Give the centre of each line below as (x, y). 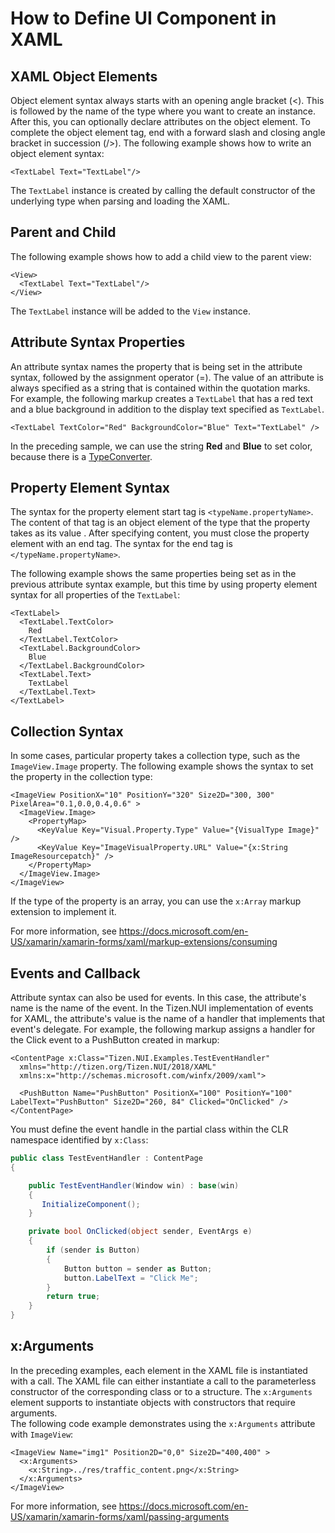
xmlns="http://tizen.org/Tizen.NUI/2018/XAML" (118, 1067)
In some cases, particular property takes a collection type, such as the (155, 756)
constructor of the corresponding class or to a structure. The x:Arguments (161, 1391)
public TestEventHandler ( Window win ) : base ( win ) (134, 1185)
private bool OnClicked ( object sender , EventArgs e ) (140, 1232)
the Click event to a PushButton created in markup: (115, 1040)
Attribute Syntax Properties (98, 342)
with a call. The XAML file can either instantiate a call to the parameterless (163, 1381)
